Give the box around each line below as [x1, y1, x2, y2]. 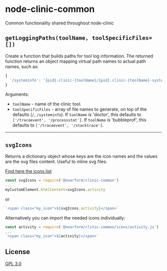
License [5, 248, 30, 256]
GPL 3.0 [5, 261, 22, 267]
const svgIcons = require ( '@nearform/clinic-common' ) [5, 178, 119, 183]
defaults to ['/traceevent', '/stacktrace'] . [12, 122, 104, 128]
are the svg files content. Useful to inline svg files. [5, 158, 108, 165]
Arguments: [5, 91, 29, 98]
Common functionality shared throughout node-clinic [5, 20, 114, 26]
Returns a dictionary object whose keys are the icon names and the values [5, 153, 158, 159]
